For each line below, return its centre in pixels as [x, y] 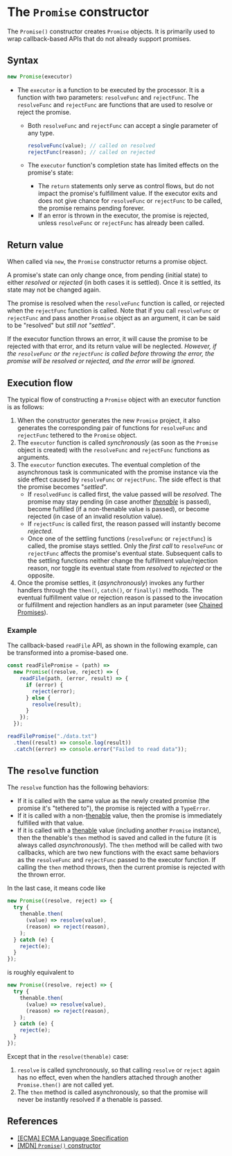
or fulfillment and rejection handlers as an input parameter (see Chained [120, 605]
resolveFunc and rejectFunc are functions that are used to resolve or [115, 104]
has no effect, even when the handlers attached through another [109, 1077]
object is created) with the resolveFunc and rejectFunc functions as [113, 450]
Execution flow [40, 383]
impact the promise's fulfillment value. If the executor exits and [128, 193]
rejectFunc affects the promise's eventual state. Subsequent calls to [125, 553]
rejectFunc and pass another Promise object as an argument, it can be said [114, 318]
